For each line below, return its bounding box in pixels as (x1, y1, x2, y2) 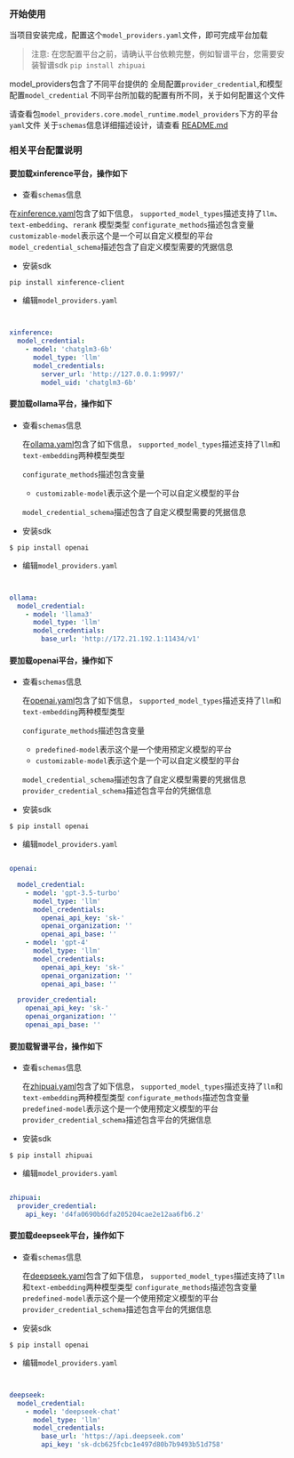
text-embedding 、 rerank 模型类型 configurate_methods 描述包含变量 (9, 220, 255, 230)
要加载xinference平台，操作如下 (9, 167, 129, 179)
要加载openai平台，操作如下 (9, 655, 114, 665)
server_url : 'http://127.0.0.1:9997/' (41, 369, 185, 379)
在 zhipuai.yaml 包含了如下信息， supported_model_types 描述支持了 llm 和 (21, 1081, 283, 1091)
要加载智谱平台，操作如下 (9, 1041, 103, 1051)
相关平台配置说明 (9, 144, 83, 157)
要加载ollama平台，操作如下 (9, 399, 113, 409)
